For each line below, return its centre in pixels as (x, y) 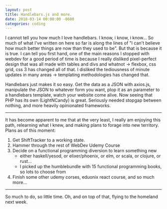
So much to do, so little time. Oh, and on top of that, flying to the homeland (82, 197)
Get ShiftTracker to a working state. (49, 140)
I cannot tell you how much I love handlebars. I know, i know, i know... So (80, 38)
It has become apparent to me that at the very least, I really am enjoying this (83, 120)
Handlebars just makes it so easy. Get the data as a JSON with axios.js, (78, 85)
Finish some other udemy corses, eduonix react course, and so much (83, 177)
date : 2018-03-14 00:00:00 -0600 (40, 19)
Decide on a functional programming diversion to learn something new (84, 151)
